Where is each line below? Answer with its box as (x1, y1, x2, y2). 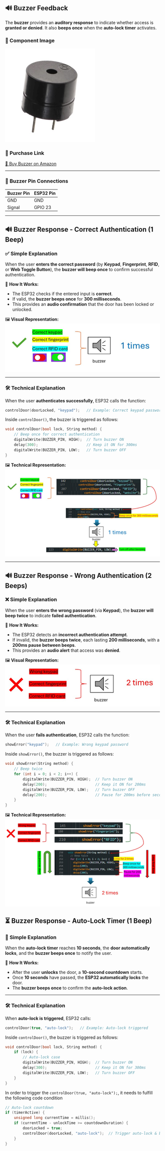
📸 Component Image (5, 37, 55, 44)
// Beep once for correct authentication (14, 432, 100, 437)
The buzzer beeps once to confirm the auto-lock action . (12, 985, 128, 991)
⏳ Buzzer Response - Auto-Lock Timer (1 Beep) (5, 917, 152, 925)
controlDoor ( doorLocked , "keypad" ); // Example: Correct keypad (5, 408, 144, 413)
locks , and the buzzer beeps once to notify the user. (5, 950, 112, 956)
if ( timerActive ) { (5, 1110, 45, 1115)
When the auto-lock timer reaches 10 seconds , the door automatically (5, 945, 150, 951)
